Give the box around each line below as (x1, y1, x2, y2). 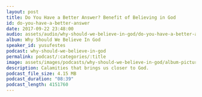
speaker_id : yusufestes (6, 43, 66, 49)
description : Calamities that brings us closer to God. (6, 64, 149, 71)
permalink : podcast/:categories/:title (6, 54, 106, 60)
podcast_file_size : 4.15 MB (6, 70, 77, 77)
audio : (6, 31, 23, 37)
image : (6, 59, 23, 65)
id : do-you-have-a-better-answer (6, 20, 90, 26)
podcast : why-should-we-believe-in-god (6, 48, 106, 54)
